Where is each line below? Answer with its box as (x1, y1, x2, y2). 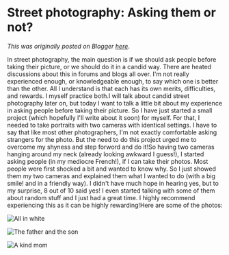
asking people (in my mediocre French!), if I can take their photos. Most (7, 157, 208, 165)
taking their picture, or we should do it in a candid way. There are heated (7, 62, 212, 71)
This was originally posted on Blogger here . (7, 42, 130, 50)
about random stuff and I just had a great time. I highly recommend (7, 193, 196, 202)
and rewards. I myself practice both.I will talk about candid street (7, 91, 190, 100)
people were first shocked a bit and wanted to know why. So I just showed (7, 165, 217, 173)
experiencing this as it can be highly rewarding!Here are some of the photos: (7, 201, 223, 209)
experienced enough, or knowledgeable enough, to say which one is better (7, 77, 219, 85)
